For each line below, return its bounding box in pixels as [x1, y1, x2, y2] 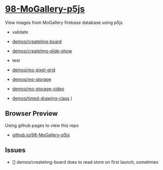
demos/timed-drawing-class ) [12, 95, 72, 101]
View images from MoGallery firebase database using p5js [5, 20, 123, 25]
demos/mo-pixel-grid [12, 67, 55, 73]
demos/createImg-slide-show [12, 48, 72, 54]
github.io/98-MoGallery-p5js [12, 132, 70, 138]
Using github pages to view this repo [5, 122, 79, 128]
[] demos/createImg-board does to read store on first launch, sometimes [12, 159, 159, 165]
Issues [5, 146, 26, 154]
